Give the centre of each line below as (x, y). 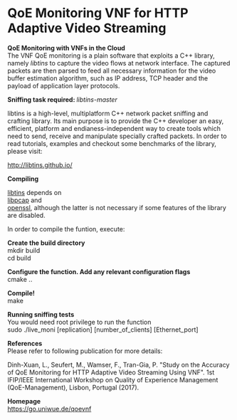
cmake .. (20, 279)
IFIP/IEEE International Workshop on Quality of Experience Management (113, 379)
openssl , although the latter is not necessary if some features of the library (117, 207)
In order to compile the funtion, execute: (66, 229)
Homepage (24, 401)
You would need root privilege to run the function (79, 322)
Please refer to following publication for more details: (85, 351)
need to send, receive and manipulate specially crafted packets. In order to (117, 136)
